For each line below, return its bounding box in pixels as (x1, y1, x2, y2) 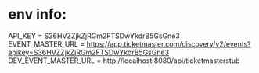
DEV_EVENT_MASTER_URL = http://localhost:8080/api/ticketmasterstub (8, 56, 240, 65)
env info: (8, 5, 67, 23)
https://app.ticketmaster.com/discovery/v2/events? (86, 39, 252, 48)
